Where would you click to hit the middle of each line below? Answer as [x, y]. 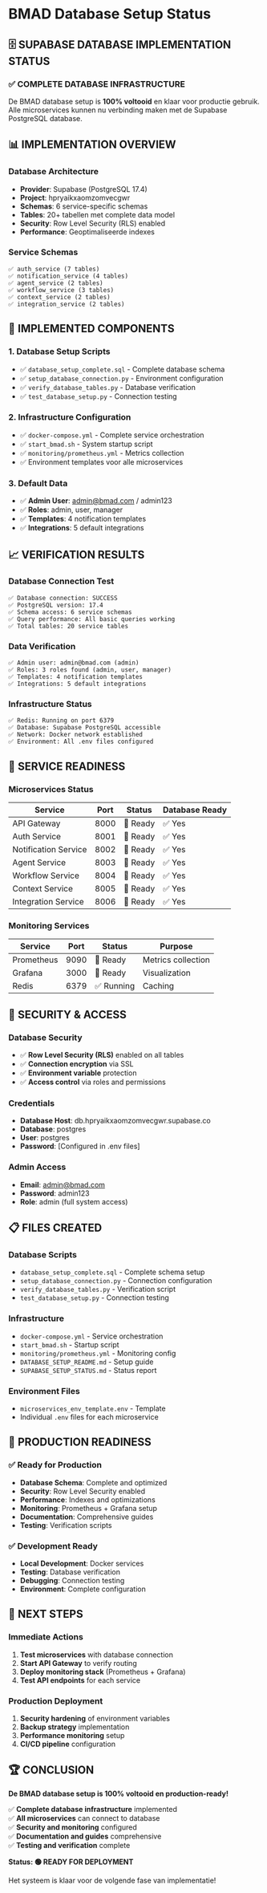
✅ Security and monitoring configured [73, 1827]
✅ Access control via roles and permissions [93, 1082]
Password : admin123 [55, 1193]
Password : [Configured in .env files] [80, 1146]
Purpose [176, 946]
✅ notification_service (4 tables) [69, 276]
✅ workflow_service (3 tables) [61, 290]
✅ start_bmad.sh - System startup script [87, 444]
